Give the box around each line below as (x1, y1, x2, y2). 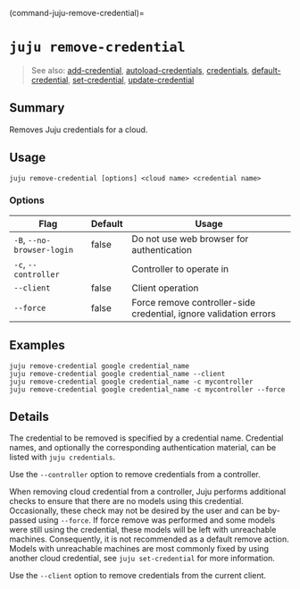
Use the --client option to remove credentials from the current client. (9, 570, 266, 581)
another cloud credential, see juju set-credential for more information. (9, 553, 275, 564)
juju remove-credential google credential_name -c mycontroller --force (9, 384, 286, 394)
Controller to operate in (131, 263, 229, 275)
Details (9, 409, 49, 425)
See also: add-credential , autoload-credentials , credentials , (30, 64, 250, 75)
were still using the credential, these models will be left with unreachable (9, 525, 277, 535)
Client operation (131, 282, 199, 294)
